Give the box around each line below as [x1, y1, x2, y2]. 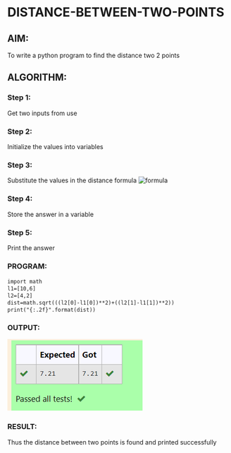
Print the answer [7, 243, 55, 252]
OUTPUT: [7, 323, 40, 333]
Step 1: [7, 93, 31, 102]
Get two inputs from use [7, 109, 77, 117]
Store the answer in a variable [7, 210, 94, 218]
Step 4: [7, 194, 33, 204]
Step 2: [7, 127, 33, 136]
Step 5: [7, 228, 33, 237]
